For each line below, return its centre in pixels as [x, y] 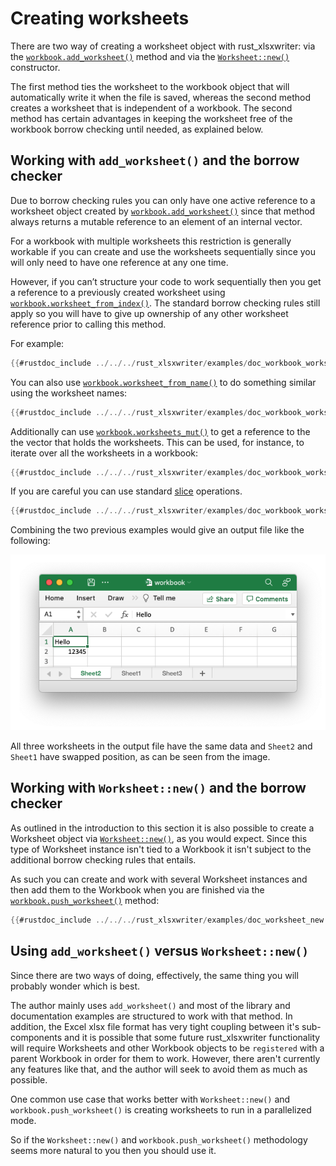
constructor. [35, 67]
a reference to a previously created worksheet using [118, 292]
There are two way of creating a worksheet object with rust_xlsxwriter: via [163, 46]
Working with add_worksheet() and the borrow [155, 160]
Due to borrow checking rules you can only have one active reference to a [163, 200]
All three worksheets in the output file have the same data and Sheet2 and [161, 746]
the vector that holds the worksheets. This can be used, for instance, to [157, 442]
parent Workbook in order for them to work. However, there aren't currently [165, 1058]
